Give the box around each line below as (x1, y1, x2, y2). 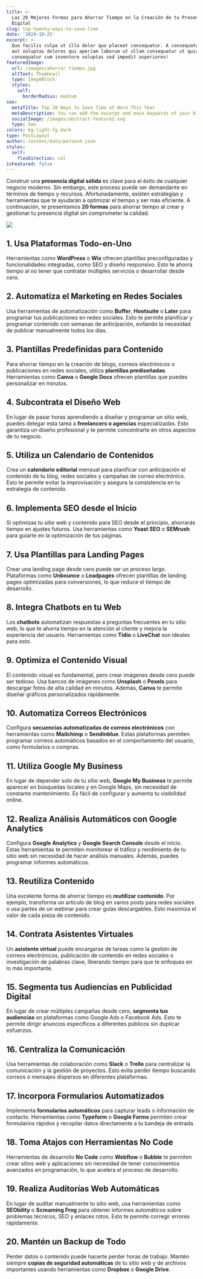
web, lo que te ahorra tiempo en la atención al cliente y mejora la (6, 625, 167, 632)
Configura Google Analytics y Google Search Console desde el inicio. (6, 840, 182, 846)
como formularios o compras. (6, 743, 80, 751)
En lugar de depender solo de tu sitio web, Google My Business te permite (6, 777, 193, 784)
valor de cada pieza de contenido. (6, 912, 91, 919)
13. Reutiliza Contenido (6, 876, 95, 887)
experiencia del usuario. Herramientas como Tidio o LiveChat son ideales (6, 631, 190, 639)
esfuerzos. (6, 1027, 33, 1034)
